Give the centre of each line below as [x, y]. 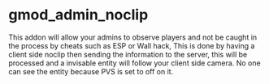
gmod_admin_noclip [78, 15]
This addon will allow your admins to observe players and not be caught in [133, 37]
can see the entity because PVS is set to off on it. [91, 71]
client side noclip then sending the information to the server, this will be [128, 54]
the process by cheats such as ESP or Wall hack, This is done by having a [132, 45]
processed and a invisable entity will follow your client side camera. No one [135, 63]
